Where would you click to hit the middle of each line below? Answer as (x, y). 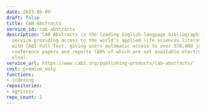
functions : (20, 75)
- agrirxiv (20, 92)
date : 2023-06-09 (29, 12)
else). (20, 57)
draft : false (23, 18)
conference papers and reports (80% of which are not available (96, 52)
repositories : (25, 86)
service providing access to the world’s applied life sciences (96, 40)
